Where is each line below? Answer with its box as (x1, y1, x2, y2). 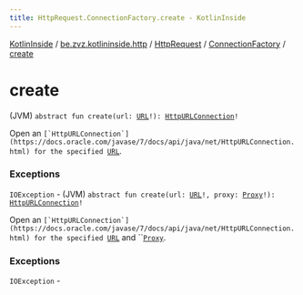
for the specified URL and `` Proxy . (33, 231, 167, 242)
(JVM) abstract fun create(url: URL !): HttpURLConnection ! (9, 110, 239, 121)
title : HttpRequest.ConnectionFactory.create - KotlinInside (9, 13, 247, 23)
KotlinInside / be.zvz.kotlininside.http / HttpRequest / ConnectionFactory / (9, 38, 287, 49)
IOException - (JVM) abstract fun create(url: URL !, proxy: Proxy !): (9, 188, 276, 199)
